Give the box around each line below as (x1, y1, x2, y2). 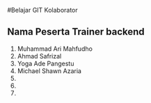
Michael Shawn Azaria (17, 66, 82, 75)
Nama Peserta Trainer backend (7, 26, 145, 38)
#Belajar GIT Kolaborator (7, 6, 78, 14)
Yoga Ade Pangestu (17, 59, 74, 68)
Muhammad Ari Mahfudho (17, 45, 93, 53)
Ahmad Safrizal (17, 51, 62, 60)
